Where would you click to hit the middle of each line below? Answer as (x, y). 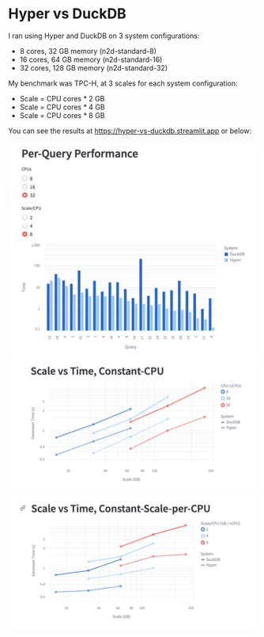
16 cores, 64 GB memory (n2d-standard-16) (91, 59)
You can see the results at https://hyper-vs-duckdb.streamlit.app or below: (130, 131)
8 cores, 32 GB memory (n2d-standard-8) (88, 51)
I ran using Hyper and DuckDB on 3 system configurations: (104, 36)
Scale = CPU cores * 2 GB (62, 98)
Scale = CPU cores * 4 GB (62, 107)
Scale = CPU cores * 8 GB (62, 115)
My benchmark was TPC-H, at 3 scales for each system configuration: (123, 83)
